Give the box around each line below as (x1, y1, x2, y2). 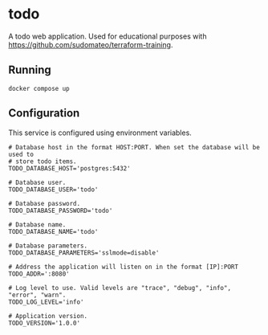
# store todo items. (8, 157, 78, 165)
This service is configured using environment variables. (8, 128, 193, 137)
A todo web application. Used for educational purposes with (8, 31, 207, 41)
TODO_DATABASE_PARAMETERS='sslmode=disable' (8, 248, 160, 257)
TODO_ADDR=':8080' (8, 270, 70, 278)
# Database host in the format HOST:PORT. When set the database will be (8, 143, 261, 151)
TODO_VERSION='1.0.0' (8, 319, 81, 327)
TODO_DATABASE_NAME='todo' (8, 227, 99, 235)
